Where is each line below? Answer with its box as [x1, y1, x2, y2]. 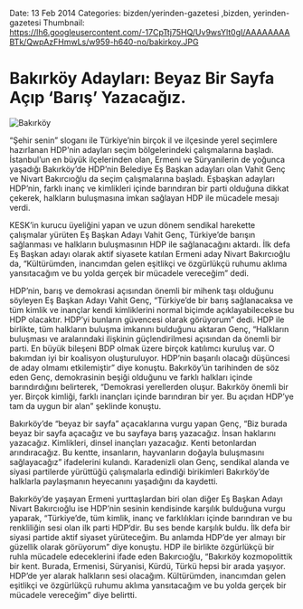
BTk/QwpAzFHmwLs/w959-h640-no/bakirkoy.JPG [9, 36, 199, 47]
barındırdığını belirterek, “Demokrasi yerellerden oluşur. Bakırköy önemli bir [9, 381, 289, 392]
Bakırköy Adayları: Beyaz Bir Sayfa [9, 68, 275, 89]
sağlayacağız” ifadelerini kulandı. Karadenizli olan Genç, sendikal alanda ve [9, 456, 289, 467]
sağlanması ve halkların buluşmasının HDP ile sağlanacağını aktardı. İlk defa [9, 239, 291, 250]
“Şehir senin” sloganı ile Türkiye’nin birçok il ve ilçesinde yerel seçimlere [9, 135, 278, 146]
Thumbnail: [43, 17, 85, 28]
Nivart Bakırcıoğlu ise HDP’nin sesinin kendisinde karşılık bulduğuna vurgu [9, 502, 287, 514]
